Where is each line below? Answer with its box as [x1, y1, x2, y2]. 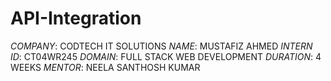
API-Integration [10, 7, 142, 30]
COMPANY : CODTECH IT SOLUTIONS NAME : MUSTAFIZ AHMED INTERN [10, 40, 313, 52]
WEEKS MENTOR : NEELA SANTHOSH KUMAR [10, 61, 201, 73]
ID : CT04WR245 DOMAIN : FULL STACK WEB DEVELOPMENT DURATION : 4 [10, 50, 322, 62]
